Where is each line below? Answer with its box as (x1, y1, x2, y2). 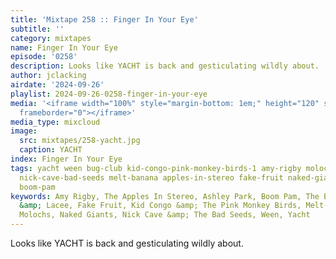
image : (10, 126, 38, 136)
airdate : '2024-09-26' (10, 80, 105, 90)
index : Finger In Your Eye (10, 154, 123, 164)
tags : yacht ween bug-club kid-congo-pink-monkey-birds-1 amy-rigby (10, 163, 302, 173)
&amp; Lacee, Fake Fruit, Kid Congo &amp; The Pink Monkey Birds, (19, 201, 302, 211)
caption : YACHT (19, 145, 83, 155)
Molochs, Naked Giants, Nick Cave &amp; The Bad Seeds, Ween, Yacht (19, 210, 311, 220)
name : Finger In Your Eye (10, 42, 118, 53)
